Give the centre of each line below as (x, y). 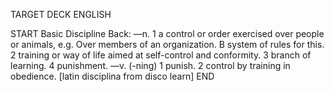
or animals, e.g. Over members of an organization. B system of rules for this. (167, 44)
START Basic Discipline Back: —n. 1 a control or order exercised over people (167, 33)
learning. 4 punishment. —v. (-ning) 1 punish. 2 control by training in (150, 65)
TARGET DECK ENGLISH (61, 14)
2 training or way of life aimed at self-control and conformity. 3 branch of (161, 55)
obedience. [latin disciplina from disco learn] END (112, 76)
